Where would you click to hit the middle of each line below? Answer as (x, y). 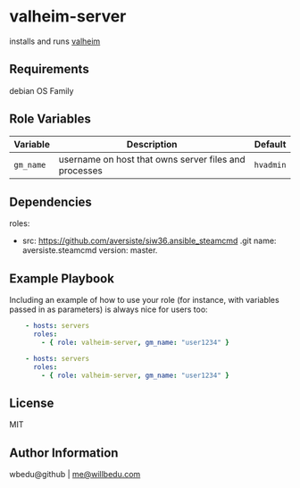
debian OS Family (42, 90)
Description (152, 144)
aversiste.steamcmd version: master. (90, 250)
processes (80, 170)
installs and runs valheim (55, 41)
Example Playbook (62, 278)
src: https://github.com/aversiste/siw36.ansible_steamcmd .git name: (149, 241)
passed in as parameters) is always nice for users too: (108, 309)
